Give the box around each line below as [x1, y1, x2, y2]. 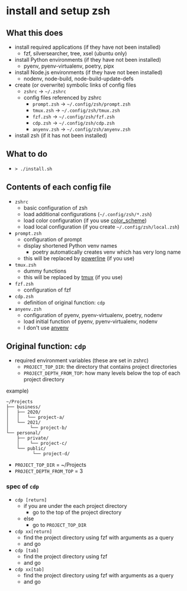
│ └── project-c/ [17, 441, 67, 447]
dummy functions [23, 267, 67, 274]
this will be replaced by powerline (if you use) [23, 254, 135, 262]
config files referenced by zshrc [23, 94, 102, 101]
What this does [6, 28, 63, 38]
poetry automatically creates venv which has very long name [32, 248, 181, 255]
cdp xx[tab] [14, 566, 44, 573]
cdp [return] [14, 497, 47, 503]
